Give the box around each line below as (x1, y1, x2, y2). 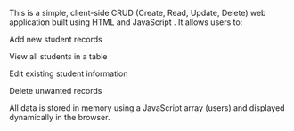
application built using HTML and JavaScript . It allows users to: (9, 17, 243, 27)
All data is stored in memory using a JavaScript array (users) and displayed (9, 103, 285, 113)
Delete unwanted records (9, 86, 102, 96)
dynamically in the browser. (9, 112, 110, 122)
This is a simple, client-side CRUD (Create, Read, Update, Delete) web (9, 8, 266, 18)
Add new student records (9, 35, 102, 44)
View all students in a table (9, 51, 108, 61)
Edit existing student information (9, 68, 128, 79)
